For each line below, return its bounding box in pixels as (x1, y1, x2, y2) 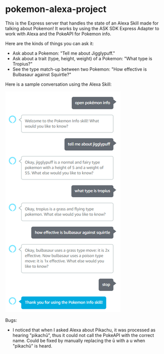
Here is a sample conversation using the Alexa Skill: (5, 81, 112, 87)
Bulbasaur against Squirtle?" (12, 71, 72, 77)
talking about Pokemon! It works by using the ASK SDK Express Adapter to (5, 25, 159, 31)
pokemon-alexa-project (5, 4, 107, 15)
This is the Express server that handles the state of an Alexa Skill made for (5, 20, 159, 26)
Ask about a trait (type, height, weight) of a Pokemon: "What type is (12, 55, 152, 61)
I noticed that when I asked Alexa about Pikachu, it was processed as (12, 327, 155, 333)
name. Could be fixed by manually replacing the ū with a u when (12, 337, 145, 343)
